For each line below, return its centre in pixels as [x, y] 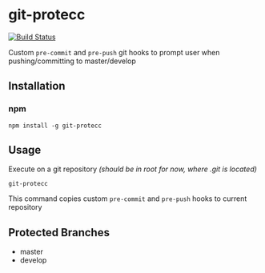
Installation [37, 86]
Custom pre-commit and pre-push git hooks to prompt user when [114, 52]
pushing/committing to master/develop [72, 61]
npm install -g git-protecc [55, 126]
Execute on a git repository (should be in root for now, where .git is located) [133, 169]
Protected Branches [59, 233]
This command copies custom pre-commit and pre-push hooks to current [128, 199]
